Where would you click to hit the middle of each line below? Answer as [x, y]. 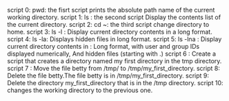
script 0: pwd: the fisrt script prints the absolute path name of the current [111, 10]
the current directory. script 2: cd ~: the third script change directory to [108, 24]
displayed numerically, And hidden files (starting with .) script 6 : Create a [111, 54]
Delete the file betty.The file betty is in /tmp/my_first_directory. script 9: [108, 76]
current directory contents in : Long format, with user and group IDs [103, 46]
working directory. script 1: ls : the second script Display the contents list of [114, 17]
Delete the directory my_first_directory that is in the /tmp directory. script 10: [115, 83]
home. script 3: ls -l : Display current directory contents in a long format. [110, 32]
